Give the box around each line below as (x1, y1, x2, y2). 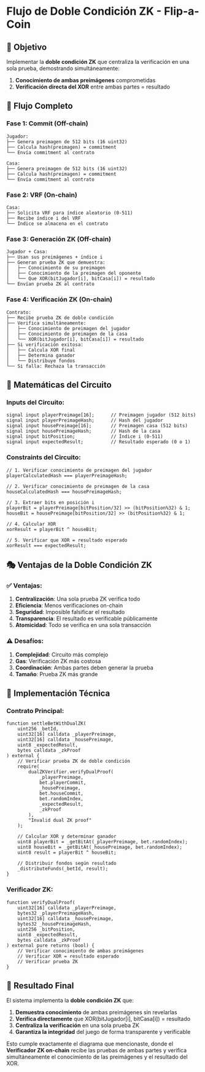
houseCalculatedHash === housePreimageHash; (6, 489, 122, 495)
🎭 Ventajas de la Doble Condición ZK (6, 559, 152, 570)
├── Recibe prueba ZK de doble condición (6, 315, 114, 321)
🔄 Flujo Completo (6, 101, 73, 111)
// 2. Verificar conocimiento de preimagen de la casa (6, 483, 150, 489)
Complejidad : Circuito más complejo (15, 650, 109, 658)
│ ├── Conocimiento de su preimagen (6, 265, 106, 271)
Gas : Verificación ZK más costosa (15, 657, 101, 664)
